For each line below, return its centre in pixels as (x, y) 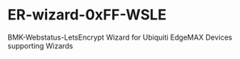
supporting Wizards (40, 45)
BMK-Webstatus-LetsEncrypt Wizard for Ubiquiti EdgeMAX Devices (120, 37)
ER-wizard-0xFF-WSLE (87, 15)
